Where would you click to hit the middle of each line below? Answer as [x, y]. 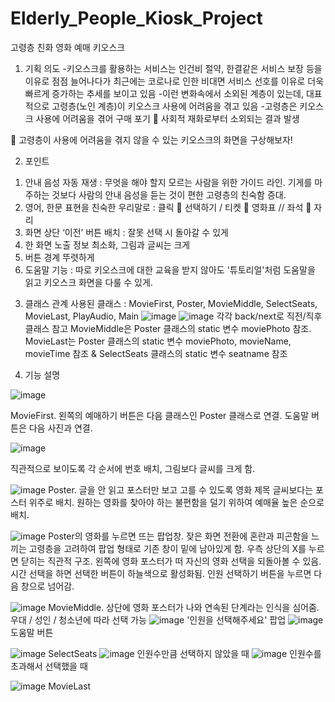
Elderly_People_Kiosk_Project [136, 18]
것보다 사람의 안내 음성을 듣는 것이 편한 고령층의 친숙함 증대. [169, 194]
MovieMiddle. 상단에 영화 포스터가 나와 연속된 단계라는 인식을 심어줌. [184, 607]
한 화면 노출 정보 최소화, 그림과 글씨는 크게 [107, 244]
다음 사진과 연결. [60, 428]
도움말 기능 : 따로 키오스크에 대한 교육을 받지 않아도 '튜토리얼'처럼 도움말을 [170, 269]
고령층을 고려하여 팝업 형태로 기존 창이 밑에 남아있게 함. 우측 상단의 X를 [167, 548]
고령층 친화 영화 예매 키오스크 [68, 47]
